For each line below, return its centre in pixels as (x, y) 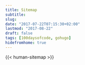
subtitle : (16, 15)
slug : (11, 19)
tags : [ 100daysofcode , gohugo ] (38, 38)
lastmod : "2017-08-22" (29, 29)
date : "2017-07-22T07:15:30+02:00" (43, 24)
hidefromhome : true (26, 43)
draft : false (19, 33)
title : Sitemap (21, 10)
